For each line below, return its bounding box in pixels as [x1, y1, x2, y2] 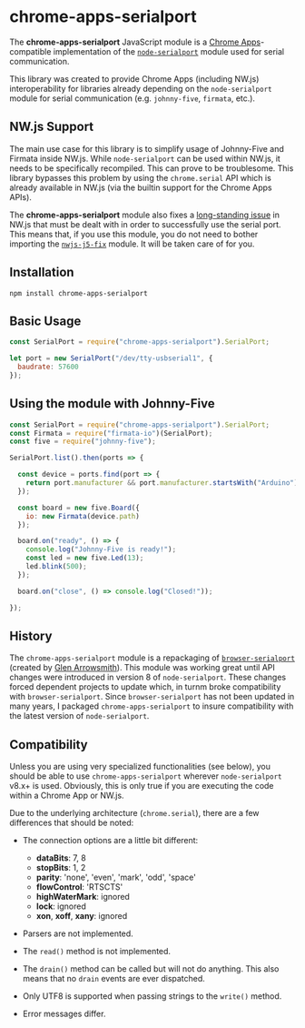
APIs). [9, 191, 32, 202]
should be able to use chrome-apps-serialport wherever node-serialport [9, 771, 283, 781]
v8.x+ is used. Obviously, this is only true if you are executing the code [9, 781, 274, 791]
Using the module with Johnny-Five [9, 396, 215, 411]
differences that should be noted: [9, 817, 134, 829]
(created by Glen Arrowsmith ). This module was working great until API [9, 662, 275, 673]
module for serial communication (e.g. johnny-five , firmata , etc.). [9, 93, 256, 104]
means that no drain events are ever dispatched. [22, 973, 206, 984]
